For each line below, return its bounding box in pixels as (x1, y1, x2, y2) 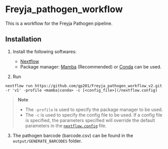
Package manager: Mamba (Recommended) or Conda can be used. (20, 63, 162, 69)
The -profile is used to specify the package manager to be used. (25, 106, 163, 113)
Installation (5, 35, 42, 44)
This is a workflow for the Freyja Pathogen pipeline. (5, 20, 113, 26)
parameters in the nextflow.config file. (25, 123, 107, 129)
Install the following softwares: (12, 48, 77, 54)
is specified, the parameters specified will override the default (25, 117, 155, 123)
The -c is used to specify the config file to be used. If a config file (25, 111, 162, 118)
